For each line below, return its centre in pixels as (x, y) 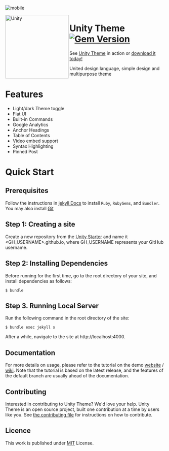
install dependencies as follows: (39, 281)
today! (76, 58)
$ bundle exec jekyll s (30, 328)
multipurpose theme (91, 74)
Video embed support (35, 141)
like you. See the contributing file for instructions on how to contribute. (79, 414)
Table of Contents (31, 135)
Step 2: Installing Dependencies (56, 263)
